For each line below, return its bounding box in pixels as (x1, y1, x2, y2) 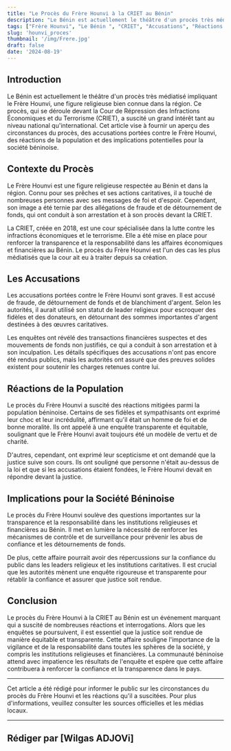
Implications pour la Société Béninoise (7, 493, 175, 504)
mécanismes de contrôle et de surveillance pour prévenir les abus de (7, 533, 203, 541)
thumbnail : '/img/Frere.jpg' (7, 36, 91, 43)
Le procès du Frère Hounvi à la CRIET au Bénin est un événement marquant (7, 613, 221, 622)
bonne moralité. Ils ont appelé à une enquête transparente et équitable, (7, 423, 208, 431)
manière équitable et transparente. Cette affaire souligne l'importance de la (7, 635, 220, 643)
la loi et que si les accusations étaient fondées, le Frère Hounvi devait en (7, 465, 212, 474)
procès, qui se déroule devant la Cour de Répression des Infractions (7, 107, 200, 115)
